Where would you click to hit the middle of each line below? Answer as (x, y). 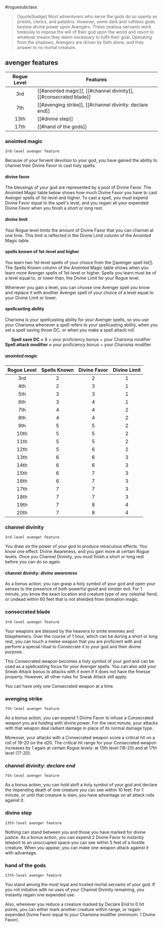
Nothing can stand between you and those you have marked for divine (75, 832)
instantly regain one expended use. (40, 894)
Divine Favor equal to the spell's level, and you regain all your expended (77, 203)
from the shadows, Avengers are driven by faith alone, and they (80, 42)
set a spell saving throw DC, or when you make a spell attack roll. (70, 330)
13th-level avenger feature (33, 823)
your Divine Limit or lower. (31, 298)
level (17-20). (18, 753)
